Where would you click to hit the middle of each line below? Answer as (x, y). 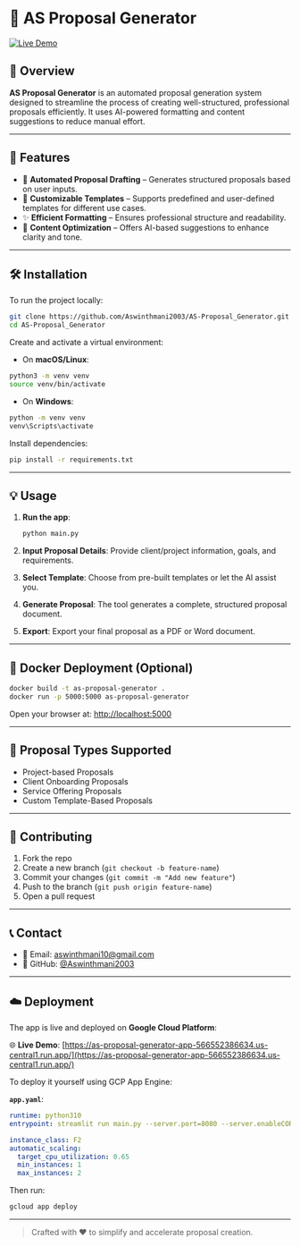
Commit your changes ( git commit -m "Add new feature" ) (129, 877)
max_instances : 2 (50, 1174)
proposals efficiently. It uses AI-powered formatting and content (127, 112)
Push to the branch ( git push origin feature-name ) (117, 887)
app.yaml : (27, 1099)
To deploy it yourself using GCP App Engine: (91, 1082)
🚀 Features (40, 158)
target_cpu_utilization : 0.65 (73, 1157)
